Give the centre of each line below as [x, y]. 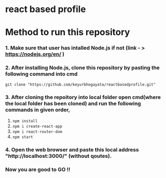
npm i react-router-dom [37, 132]
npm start [23, 137]
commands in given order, [38, 110]
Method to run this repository [68, 32]
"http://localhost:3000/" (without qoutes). [58, 156]
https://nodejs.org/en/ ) [35, 54]
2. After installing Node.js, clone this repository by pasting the [82, 68]
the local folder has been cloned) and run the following [73, 103]
